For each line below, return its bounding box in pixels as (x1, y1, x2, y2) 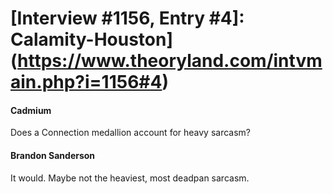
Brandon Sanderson (10, 149, 96, 161)
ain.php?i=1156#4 (10, 71, 163, 94)
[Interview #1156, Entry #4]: (10, 7, 245, 30)
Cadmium (10, 104, 52, 116)
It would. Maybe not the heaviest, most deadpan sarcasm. (10, 172, 250, 184)
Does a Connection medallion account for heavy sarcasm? (10, 127, 252, 139)
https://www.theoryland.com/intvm (17, 50, 323, 72)
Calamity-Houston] (10, 28, 174, 51)
